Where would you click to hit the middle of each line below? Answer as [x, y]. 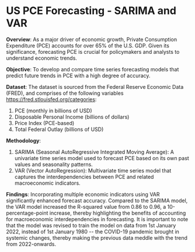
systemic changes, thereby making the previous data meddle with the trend [97, 237]
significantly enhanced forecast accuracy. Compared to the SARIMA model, [97, 201]
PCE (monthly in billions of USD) [53, 111]
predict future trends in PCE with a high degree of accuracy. [78, 75]
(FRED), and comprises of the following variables [65, 93]
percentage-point [27, 213]
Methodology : [23, 140]
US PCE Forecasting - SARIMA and [91, 11]
